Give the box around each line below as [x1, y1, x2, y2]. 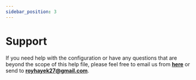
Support [5, 34, 47, 48]
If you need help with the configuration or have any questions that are [5, 54, 177, 61]
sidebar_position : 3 [5, 8, 57, 15]
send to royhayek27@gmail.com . [5, 67, 90, 74]
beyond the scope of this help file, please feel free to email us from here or [5, 60, 191, 67]
